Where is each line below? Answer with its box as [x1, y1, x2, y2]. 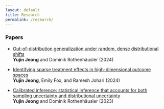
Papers [5, 34, 24, 41]
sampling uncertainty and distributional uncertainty [12, 93, 121, 99]
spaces [12, 72, 29, 78]
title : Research [5, 12, 40, 17]
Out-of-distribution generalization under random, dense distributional [12, 46, 159, 52]
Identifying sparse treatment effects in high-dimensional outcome [12, 66, 151, 72]
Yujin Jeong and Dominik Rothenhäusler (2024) [12, 56, 114, 62]
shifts [12, 51, 25, 57]
